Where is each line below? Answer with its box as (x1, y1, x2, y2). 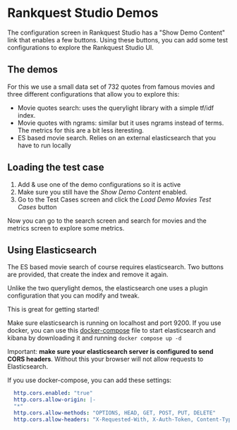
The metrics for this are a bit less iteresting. (17, 125, 145, 135)
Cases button (17, 202, 57, 211)
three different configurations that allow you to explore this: (7, 90, 180, 98)
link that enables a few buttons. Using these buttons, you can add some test (7, 35, 228, 44)
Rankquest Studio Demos (7, 5, 159, 21)
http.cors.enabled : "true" (13, 390, 93, 397)
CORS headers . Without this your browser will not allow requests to (7, 355, 204, 364)
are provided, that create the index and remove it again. (7, 270, 169, 279)
